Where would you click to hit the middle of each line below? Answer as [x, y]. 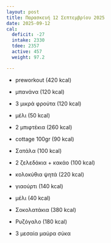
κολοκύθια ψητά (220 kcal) [49, 174]
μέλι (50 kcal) [33, 115]
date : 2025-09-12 [28, 23]
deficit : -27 [28, 35]
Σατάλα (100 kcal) [38, 150]
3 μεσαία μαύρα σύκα [43, 233]
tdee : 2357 [26, 46]
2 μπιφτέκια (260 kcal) [44, 127]
